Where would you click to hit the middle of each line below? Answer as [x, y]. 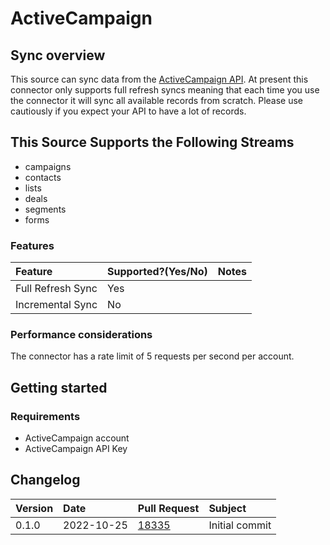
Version [34, 508]
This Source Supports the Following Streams [152, 142]
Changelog [45, 480]
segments [45, 209]
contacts [43, 177]
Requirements [45, 416]
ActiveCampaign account [77, 438]
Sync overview [58, 55]
